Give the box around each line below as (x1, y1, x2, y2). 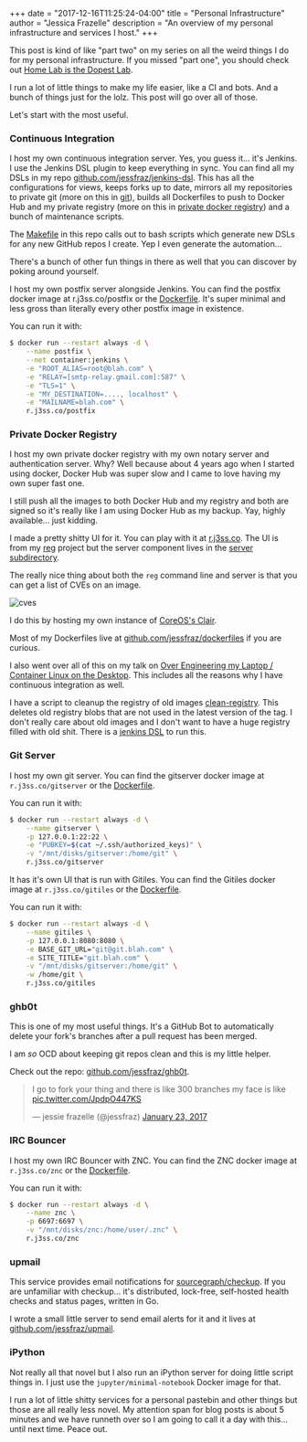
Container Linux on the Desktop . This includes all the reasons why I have (9, 670, 283, 681)
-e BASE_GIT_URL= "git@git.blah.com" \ (26, 945, 174, 954)
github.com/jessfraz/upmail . (9, 1323, 116, 1334)
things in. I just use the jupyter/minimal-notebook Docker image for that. (9, 1376, 281, 1387)
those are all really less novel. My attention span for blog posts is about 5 (9, 1404, 285, 1415)
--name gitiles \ (26, 928, 92, 937)
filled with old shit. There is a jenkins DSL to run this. (9, 726, 207, 737)
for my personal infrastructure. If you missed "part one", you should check (9, 55, 290, 65)
